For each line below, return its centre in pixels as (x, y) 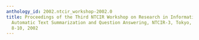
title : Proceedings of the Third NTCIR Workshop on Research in (87, 17)
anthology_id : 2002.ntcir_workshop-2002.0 (59, 11)
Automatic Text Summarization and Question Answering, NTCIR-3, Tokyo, (102, 22)
